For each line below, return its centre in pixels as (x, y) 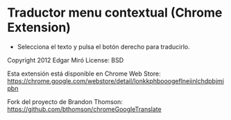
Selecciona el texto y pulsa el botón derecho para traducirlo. (103, 46)
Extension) (39, 27)
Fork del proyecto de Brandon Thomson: (65, 101)
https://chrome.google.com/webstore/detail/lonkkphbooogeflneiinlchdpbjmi (115, 80)
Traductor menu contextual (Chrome (115, 13)
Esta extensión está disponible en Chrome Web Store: (84, 74)
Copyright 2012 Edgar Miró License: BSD (66, 60)
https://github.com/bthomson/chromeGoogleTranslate (84, 109)
